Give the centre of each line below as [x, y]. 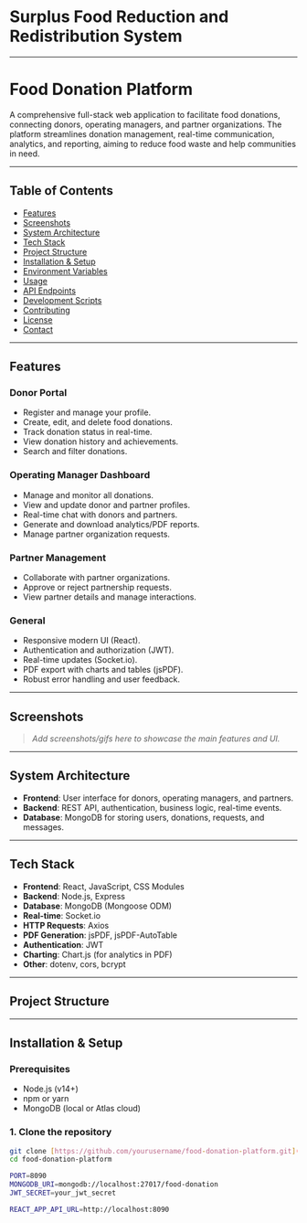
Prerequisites [40, 1069]
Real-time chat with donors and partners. [100, 515]
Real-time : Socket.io [62, 915]
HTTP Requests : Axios [66, 925]
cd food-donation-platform [61, 1159]
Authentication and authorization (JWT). [98, 650]
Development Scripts [62, 300]
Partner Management [58, 558]
